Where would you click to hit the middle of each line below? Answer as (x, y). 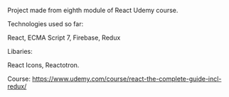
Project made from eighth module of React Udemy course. (93, 10)
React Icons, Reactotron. (43, 65)
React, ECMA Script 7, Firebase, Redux (64, 38)
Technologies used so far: (46, 24)
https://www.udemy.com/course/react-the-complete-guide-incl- (127, 79)
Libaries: (20, 51)
